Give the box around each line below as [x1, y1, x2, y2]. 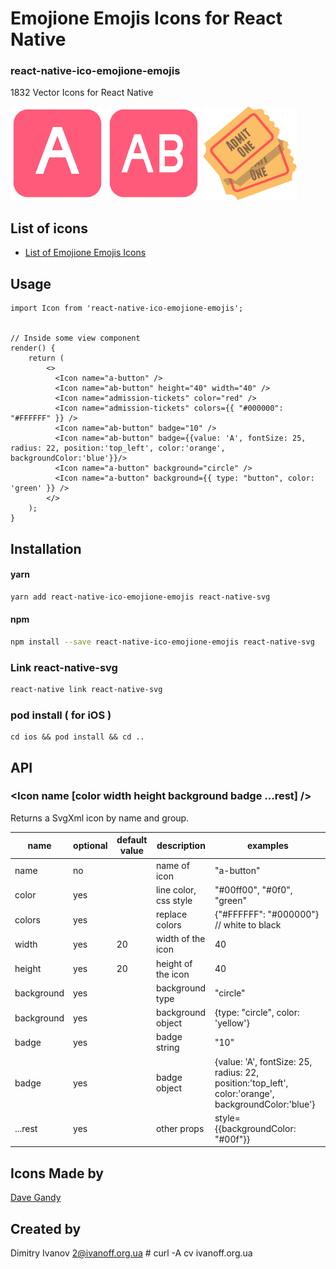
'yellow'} [214, 1017, 250, 1029]
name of [155, 859, 190, 871]
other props [155, 1122, 205, 1134]
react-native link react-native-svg [10, 684, 163, 694]
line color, [155, 883, 197, 896]
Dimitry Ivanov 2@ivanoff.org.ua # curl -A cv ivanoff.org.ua [10, 1247, 253, 1259]
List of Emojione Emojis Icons [24, 247, 147, 259]
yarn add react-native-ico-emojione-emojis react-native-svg [10, 592, 271, 602]
